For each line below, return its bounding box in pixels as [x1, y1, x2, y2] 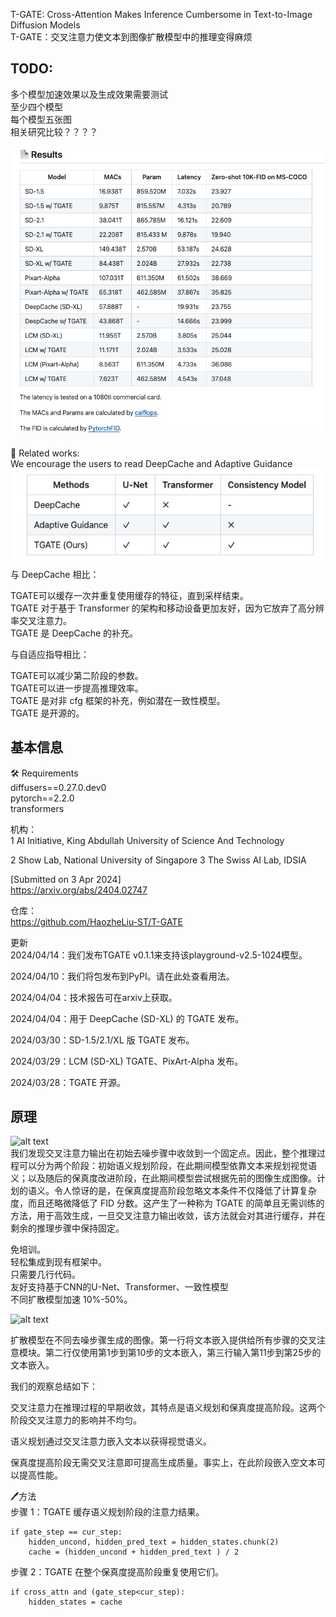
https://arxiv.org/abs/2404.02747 [10, 884, 148, 896]
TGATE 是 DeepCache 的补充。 [10, 627, 139, 639]
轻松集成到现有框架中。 [10, 1256, 107, 1268]
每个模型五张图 [10, 113, 72, 125]
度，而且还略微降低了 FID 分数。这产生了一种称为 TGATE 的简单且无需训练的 [10, 1197, 325, 1209]
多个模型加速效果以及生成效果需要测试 [10, 88, 168, 100]
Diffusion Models [10, 19, 81, 31]
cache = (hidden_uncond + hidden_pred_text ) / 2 [28, 1547, 240, 1558]
